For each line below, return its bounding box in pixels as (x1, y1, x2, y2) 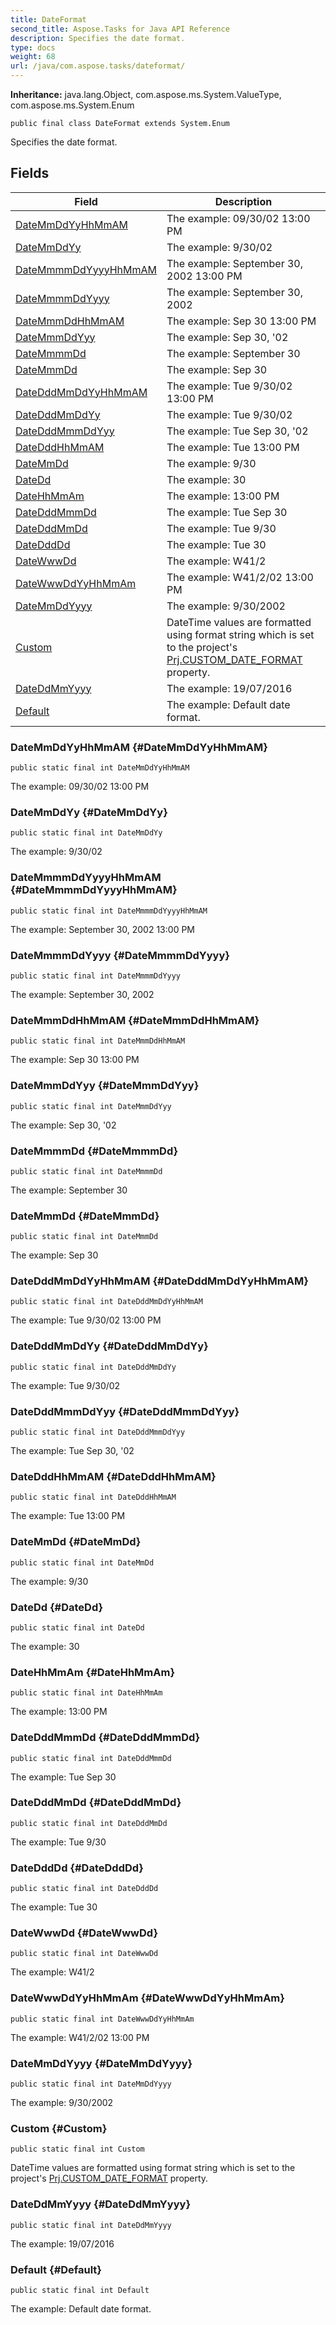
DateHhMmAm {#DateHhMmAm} (10, 1665, 176, 1679)
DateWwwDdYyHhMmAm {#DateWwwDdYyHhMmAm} (10, 1991, 285, 2005)
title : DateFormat (10, 14, 87, 25)
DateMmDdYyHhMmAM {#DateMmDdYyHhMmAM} (10, 740, 268, 754)
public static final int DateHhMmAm (10, 1688, 163, 1698)
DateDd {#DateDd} (10, 1600, 104, 1614)
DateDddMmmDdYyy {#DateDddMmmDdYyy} (10, 1404, 240, 1418)
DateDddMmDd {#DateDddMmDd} (10, 1796, 182, 1810)
